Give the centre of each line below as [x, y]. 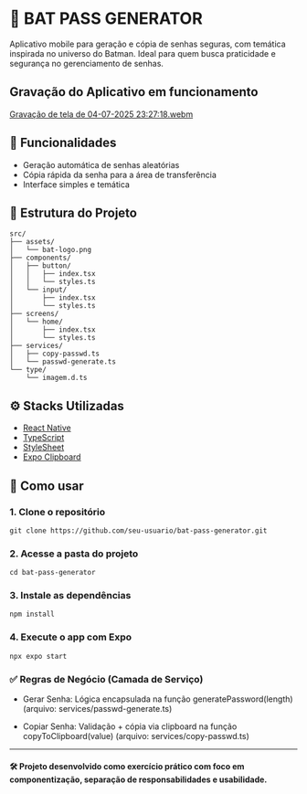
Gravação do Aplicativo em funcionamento [134, 92]
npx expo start [38, 656]
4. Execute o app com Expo [71, 637]
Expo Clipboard [52, 457]
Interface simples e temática [76, 184]
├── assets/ [32, 242]
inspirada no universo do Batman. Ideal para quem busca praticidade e [143, 53]
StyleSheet [43, 448]
